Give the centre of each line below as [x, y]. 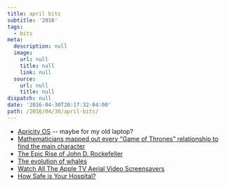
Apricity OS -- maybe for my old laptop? [75, 131]
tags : [15, 27]
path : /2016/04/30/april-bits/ [53, 111]
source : [25, 79]
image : [23, 53]
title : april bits [34, 14]
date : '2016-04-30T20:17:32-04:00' [59, 105]
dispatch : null [29, 99]
